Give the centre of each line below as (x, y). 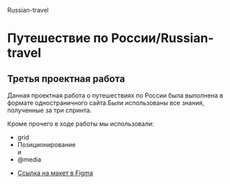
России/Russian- (162, 38)
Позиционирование (46, 145)
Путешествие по (58, 38)
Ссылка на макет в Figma (55, 173)
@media (29, 159)
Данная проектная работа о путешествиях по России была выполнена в (115, 95)
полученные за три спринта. (49, 110)
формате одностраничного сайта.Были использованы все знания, (106, 103)
